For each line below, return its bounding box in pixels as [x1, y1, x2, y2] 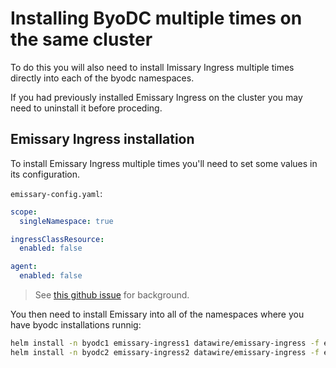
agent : [10, 262, 38, 272]
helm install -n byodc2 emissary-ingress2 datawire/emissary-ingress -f [10, 347, 320, 357]
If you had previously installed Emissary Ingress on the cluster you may [10, 91, 303, 103]
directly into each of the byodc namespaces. [10, 72, 195, 84]
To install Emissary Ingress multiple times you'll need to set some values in [10, 157, 318, 169]
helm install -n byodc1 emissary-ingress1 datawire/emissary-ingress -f [10, 338, 320, 348]
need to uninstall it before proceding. [10, 102, 163, 114]
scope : [10, 207, 38, 217]
